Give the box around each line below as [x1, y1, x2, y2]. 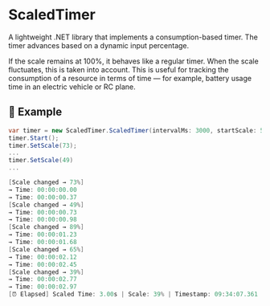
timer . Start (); [8, 134, 59, 142]
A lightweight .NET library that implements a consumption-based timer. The [8, 32, 259, 42]
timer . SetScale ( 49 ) [8, 157, 74, 165]
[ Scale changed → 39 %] [8, 267, 84, 276]
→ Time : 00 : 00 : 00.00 [8, 186, 78, 194]
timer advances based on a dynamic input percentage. [8, 40, 190, 50]
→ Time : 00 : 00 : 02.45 [8, 260, 78, 268]
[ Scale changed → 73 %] [8, 178, 84, 186]
